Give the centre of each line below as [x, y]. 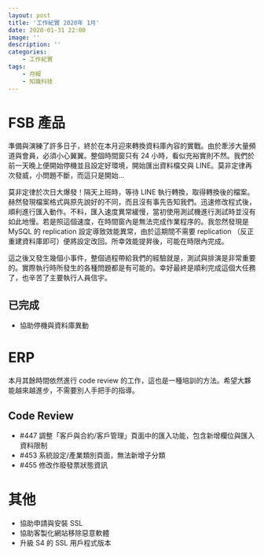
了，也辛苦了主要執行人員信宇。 [60, 278]
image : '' [24, 37]
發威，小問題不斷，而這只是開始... [70, 176]
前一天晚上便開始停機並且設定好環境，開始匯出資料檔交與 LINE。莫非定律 [127, 165]
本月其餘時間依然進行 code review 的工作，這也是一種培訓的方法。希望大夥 [130, 381]
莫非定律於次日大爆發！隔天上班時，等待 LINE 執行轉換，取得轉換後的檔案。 [131, 192]
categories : [27, 52]
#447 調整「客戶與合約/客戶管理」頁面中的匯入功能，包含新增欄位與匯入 [137, 435]
